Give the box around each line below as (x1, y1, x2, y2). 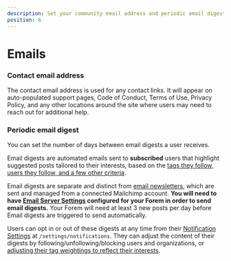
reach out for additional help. (7, 108, 89, 116)
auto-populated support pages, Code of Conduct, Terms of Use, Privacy (7, 93, 212, 102)
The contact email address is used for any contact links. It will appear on (7, 86, 213, 94)
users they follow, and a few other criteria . (7, 169, 126, 177)
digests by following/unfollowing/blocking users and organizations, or (7, 239, 205, 247)
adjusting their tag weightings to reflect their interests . (7, 247, 161, 255)
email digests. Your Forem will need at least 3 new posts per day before (7, 204, 212, 212)
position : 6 (7, 16, 41, 23)
